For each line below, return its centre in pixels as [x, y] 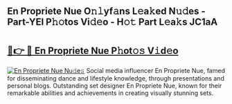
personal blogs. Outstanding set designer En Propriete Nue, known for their [115, 86]
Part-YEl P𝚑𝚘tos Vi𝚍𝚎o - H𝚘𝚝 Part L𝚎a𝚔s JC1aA [113, 22]
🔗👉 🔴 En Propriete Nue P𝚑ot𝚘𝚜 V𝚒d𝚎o [93, 51]
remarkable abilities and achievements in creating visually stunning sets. [110, 93]
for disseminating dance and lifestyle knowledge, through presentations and [116, 78]
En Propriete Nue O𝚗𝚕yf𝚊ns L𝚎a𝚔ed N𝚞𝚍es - [106, 11]
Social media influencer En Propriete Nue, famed [155, 71]
